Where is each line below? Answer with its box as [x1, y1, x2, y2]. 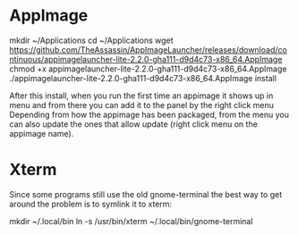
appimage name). [9, 128, 74, 138]
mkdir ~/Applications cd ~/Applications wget [9, 35, 174, 46]
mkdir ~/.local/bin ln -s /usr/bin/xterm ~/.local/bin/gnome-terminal [9, 215, 253, 226]
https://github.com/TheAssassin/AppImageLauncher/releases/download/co [9, 44, 288, 55]
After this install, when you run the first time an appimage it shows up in [9, 90, 274, 101]
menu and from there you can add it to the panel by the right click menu [9, 99, 275, 110]
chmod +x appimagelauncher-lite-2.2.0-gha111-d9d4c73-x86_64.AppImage [9, 63, 287, 74]
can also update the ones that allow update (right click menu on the [9, 118, 258, 130]
